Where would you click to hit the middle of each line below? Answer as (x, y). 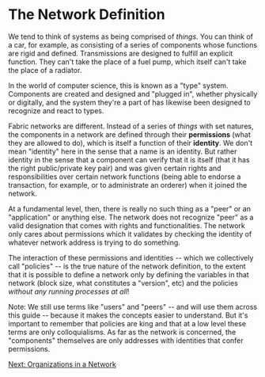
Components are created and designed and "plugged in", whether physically (133, 93)
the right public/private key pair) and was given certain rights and (115, 168)
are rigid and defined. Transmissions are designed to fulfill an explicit (121, 53)
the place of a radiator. (45, 70)
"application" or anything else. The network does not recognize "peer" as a (131, 217)
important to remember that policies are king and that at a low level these (127, 323)
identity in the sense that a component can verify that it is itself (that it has (129, 159)
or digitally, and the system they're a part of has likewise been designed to (129, 102)
